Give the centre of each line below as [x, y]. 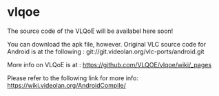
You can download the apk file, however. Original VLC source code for [107, 44]
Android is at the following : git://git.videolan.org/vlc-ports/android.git [106, 51]
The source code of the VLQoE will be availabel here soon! [90, 31]
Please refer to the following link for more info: [73, 78]
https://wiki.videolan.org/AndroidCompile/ [66, 85]
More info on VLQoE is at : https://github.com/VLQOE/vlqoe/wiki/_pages [109, 64]
